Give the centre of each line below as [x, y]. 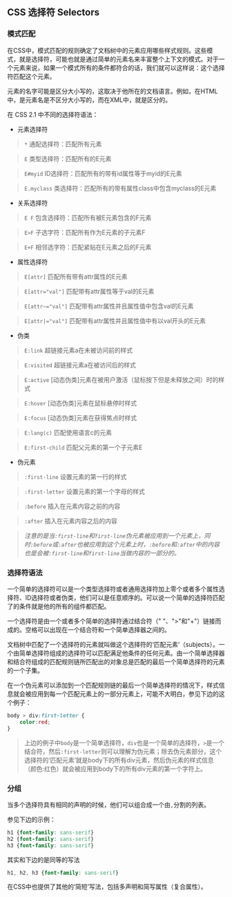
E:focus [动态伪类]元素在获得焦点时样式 [80, 417]
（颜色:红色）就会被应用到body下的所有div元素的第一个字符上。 [115, 769]
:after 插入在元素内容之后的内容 [70, 521]
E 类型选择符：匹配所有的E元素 [68, 159]
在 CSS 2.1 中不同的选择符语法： [53, 114]
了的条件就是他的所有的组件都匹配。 [59, 606]
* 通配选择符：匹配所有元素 [63, 143]
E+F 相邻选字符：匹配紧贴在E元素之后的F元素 [88, 247]
